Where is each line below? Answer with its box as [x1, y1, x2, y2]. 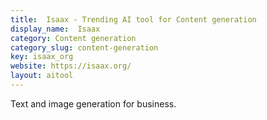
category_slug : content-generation [10, 42, 159, 53]
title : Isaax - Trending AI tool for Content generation [10, 14, 257, 25]
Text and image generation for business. [10, 97, 177, 110]
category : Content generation [10, 33, 137, 43]
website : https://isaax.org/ [10, 61, 132, 71]
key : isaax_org [10, 52, 74, 62]
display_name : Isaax [10, 24, 101, 34]
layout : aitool [10, 71, 74, 81]
